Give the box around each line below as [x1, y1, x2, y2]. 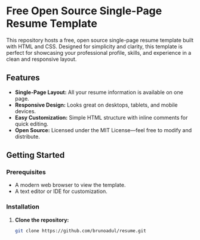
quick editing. [14, 120, 49, 127]
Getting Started [6, 150, 65, 160]
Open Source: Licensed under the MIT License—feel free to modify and [14, 126, 192, 133]
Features [6, 73, 40, 83]
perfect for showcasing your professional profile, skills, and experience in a [6, 49, 192, 56]
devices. [14, 107, 36, 114]
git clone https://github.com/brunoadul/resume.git [14, 227, 146, 233]
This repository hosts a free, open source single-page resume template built [6, 36, 194, 43]
